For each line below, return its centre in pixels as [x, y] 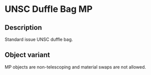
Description [23, 28]
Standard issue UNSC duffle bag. [39, 39]
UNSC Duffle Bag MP [49, 9]
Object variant [27, 55]
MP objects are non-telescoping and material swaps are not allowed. [75, 67]
